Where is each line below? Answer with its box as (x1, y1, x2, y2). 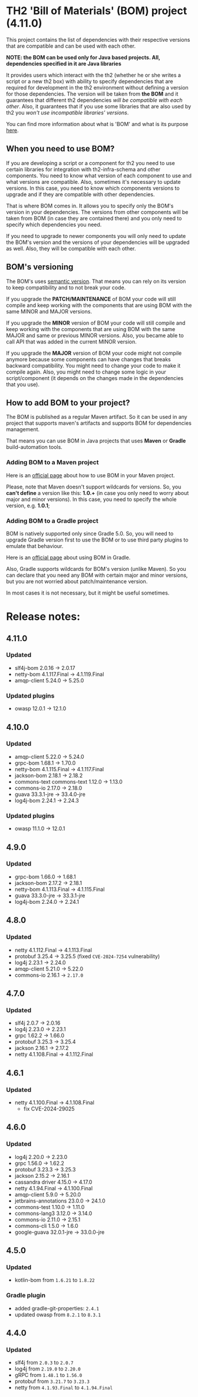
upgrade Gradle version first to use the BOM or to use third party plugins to (6, 536, 189, 543)
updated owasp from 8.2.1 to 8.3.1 (14, 1311, 101, 1318)
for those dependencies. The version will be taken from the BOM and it (6, 90, 179, 97)
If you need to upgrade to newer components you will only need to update (6, 232, 186, 239)
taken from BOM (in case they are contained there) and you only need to (6, 214, 182, 222)
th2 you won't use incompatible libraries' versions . (6, 109, 129, 116)
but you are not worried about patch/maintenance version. (6, 577, 148, 584)
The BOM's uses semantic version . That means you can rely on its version (6, 278, 186, 285)
